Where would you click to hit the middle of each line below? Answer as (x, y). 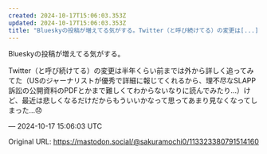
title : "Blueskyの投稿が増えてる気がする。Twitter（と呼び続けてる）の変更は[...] (133, 30)
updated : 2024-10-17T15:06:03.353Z (67, 23)
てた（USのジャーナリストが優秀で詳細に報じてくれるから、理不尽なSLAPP (132, 81)
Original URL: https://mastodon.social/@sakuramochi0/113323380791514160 (133, 142)
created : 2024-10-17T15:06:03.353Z (67, 15)
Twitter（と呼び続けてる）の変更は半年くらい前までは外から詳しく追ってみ (131, 71)
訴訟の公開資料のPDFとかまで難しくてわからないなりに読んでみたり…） (126, 90)
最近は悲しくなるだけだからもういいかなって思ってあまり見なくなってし (140, 101)
